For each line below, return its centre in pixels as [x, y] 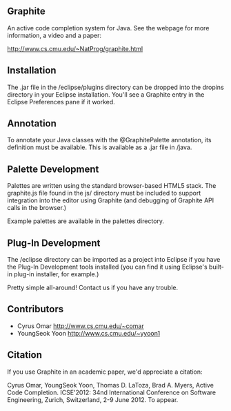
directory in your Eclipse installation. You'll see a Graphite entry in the [106, 94]
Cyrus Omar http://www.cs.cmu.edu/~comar [80, 326]
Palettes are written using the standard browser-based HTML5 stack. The [112, 186]
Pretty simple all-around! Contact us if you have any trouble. [92, 288]
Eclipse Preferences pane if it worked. [61, 102]
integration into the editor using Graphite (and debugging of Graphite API [111, 200]
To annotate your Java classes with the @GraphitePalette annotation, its [109, 140]
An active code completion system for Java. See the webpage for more [108, 28]
